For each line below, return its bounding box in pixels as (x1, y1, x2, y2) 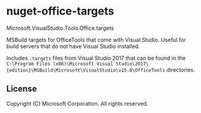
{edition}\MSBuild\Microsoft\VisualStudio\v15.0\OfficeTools (6, 67, 166, 74)
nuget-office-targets (6, 4, 114, 18)
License (6, 84, 37, 94)
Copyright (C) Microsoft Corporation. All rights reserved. (6, 100, 148, 107)
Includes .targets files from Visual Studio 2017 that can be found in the (6, 54, 186, 61)
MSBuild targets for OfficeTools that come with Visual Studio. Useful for (6, 36, 186, 43)
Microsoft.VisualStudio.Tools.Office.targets (6, 24, 114, 32)
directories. (166, 66, 196, 74)
